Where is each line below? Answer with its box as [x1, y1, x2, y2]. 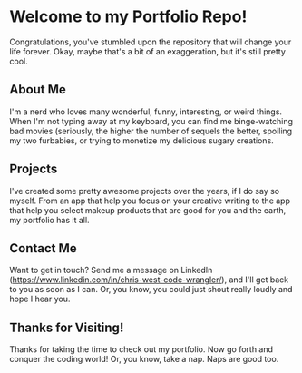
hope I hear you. [9, 293, 71, 305]
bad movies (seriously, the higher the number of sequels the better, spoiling [9, 125, 293, 136]
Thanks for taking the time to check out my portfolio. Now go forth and [9, 344, 274, 355]
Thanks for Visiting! [9, 319, 124, 335]
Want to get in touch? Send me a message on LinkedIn [9, 265, 213, 276]
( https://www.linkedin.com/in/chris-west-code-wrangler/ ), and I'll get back [9, 274, 289, 285]
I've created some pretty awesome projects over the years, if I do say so [9, 185, 279, 196]
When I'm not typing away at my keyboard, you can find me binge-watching [9, 115, 293, 126]
